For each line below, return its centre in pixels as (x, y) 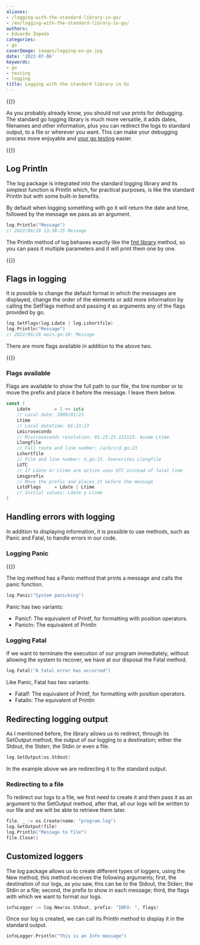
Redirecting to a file (35, 784)
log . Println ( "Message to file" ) (46, 832)
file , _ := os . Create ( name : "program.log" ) (61, 821)
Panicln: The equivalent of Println (56, 625)
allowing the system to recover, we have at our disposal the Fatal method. (97, 660)
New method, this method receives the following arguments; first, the (91, 877)
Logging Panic (27, 553)
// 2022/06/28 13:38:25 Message (46, 231)
